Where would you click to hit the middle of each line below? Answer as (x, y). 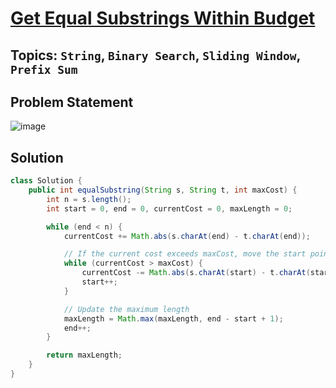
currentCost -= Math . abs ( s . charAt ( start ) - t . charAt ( (196, 273)
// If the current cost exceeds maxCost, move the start (185, 254)
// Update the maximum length (126, 309)
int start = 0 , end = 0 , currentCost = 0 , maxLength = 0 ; (169, 208)
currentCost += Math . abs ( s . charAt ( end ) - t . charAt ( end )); (187, 236)
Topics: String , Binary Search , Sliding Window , (155, 55)
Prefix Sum (44, 69)
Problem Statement (72, 102)
